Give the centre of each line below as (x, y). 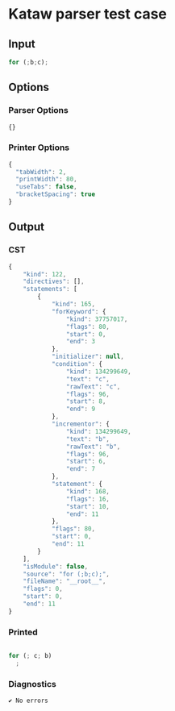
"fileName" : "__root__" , (65, 581)
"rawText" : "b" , (93, 447)
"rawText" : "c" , (93, 387)
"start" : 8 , (86, 401)
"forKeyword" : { (79, 311)
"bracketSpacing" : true (55, 194)
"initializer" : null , (88, 357)
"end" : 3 (80, 342)
